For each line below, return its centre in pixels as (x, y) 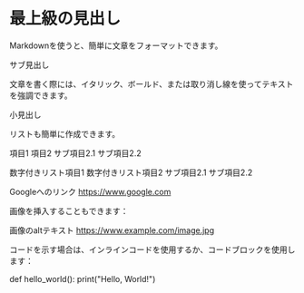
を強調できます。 (41, 95)
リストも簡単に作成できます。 (65, 133)
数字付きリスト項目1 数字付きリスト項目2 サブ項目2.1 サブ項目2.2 (131, 172)
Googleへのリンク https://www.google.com (90, 191)
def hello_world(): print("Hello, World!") (83, 278)
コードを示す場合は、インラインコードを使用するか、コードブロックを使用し (152, 249)
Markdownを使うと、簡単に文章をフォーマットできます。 (116, 45)
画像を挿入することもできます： (69, 210)
